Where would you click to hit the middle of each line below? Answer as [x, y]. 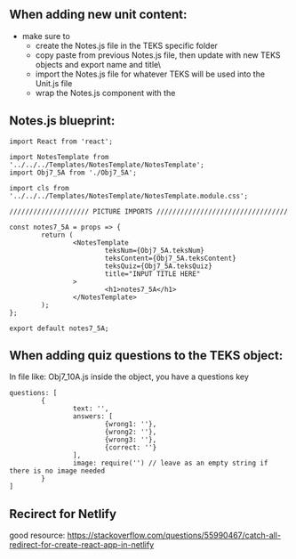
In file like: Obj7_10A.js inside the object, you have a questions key [129, 377]
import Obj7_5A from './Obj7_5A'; [73, 173]
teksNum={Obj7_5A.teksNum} [154, 250]
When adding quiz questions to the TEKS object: [146, 356]
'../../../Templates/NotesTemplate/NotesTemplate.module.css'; [129, 196]
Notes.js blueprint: [62, 121]
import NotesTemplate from [59, 157]
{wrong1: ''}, [131, 425]
